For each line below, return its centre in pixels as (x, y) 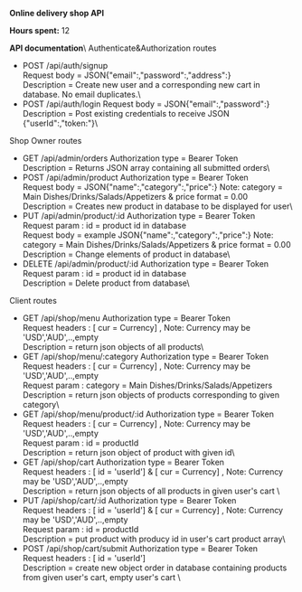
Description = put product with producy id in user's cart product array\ (154, 539)
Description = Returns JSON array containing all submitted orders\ (146, 168)
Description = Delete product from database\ (106, 283)
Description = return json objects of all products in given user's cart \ (151, 491)
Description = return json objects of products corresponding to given (151, 395)
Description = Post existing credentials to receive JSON (126, 113)
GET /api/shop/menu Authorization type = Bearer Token (126, 318)
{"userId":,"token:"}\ (60, 123)
